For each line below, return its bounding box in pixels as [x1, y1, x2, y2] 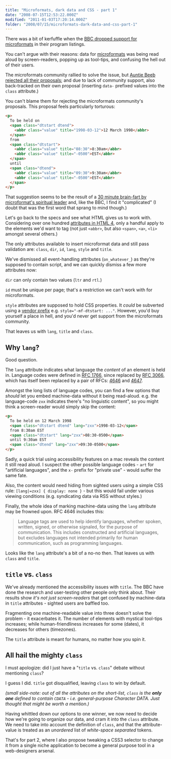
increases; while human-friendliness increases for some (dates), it [5, 620, 144, 627]
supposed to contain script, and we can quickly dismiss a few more [5, 262, 147, 268]
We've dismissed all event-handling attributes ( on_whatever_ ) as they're [5, 256, 155, 262]
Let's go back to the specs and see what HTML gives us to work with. [5, 215, 152, 221]
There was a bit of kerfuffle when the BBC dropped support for [5, 36, 137, 42]
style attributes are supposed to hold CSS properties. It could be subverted [5, 302, 164, 308]
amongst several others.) [5, 231, 58, 237]
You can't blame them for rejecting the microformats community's [5, 98, 144, 104]
